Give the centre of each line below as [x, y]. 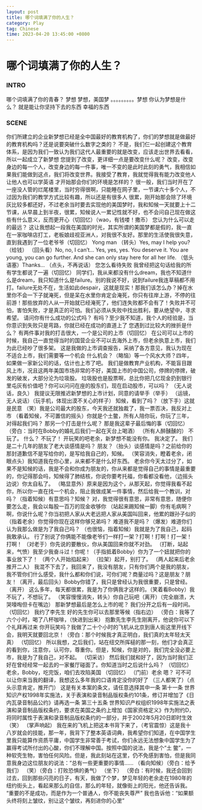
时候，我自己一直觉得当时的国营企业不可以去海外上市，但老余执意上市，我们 [101, 340]
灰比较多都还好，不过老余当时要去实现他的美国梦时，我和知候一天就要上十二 [101, 204]
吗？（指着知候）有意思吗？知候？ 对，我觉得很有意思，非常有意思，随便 [96, 499]
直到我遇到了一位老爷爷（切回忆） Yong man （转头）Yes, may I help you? [98, 242]
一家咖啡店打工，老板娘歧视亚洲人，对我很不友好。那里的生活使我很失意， [103, 234]
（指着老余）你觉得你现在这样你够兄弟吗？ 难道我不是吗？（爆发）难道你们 [99, 521]
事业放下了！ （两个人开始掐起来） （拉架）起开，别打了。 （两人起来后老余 [101, 559]
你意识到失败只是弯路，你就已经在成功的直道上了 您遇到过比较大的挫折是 [96, 325]
